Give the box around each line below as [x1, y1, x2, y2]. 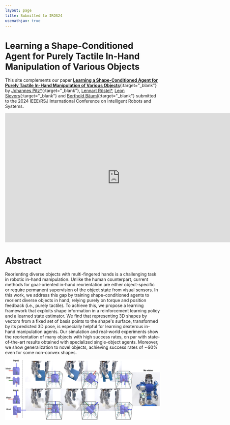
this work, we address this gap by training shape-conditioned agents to [5, 292, 149, 298]
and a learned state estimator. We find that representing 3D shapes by [5, 313, 147, 319]
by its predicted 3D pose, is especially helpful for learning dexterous [5, 324, 144, 330]
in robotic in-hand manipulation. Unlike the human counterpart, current [5, 276, 148, 282]
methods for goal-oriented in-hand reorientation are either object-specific [5, 282, 155, 288]
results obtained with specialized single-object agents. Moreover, [26, 339, 159, 345]
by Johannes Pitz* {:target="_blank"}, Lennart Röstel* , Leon [5, 88, 125, 93]
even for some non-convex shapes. [5, 350, 77, 356]
